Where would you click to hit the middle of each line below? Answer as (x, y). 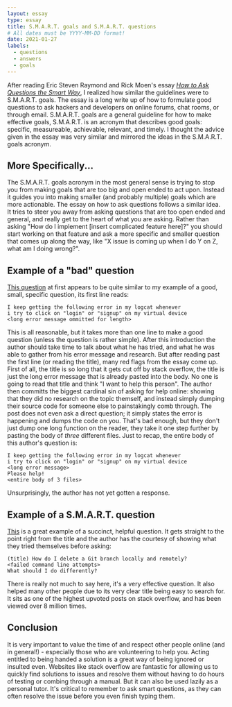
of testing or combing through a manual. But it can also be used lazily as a (113, 681)
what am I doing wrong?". (44, 249)
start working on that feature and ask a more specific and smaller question (114, 234)
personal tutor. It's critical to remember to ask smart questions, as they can (114, 688)
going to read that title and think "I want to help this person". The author (110, 384)
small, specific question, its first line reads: (68, 295)
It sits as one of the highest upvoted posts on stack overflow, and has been (114, 599)
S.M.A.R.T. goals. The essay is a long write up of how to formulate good (109, 100)
